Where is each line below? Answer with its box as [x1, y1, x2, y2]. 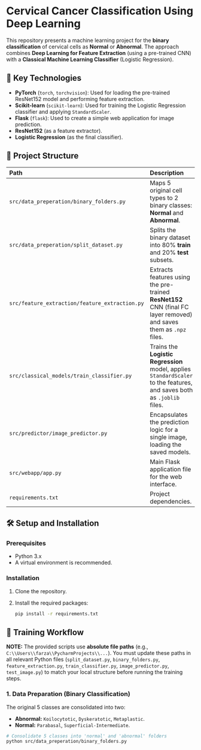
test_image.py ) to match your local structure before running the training [6, 669, 183, 676]
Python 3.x [14, 553, 42, 560]
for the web [150, 472, 182, 481]
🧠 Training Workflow [6, 627, 84, 638]
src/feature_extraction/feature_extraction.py [9, 300, 145, 306]
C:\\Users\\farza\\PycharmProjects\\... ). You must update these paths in [6, 650, 191, 657]
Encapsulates [150, 410, 188, 419]
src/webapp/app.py [9, 469, 62, 476]
